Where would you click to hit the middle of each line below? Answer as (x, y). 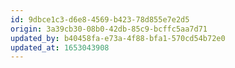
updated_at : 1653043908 (60, 47)
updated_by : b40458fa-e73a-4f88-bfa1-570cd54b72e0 (118, 38)
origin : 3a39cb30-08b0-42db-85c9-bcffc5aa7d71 (109, 29)
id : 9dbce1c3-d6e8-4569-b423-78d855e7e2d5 (100, 19)
